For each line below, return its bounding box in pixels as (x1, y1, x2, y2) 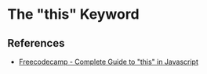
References (7, 37, 65, 50)
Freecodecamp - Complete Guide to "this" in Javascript (18, 57, 199, 66)
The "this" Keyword (7, 5, 140, 23)
